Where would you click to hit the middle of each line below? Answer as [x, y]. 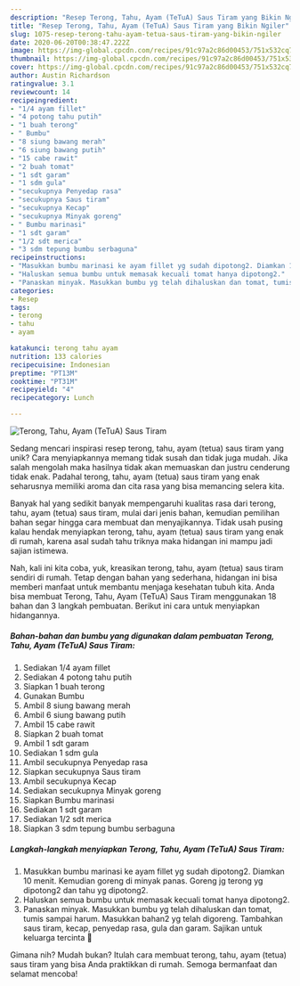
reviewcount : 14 [40, 92]
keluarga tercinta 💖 [57, 937]
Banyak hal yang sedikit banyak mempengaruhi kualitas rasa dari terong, [143, 503]
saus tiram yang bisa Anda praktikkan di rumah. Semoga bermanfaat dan [144, 964]
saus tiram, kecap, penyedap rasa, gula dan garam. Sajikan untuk [142, 928]
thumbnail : [30, 59]
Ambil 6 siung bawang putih [74, 714]
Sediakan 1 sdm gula [61, 753]
